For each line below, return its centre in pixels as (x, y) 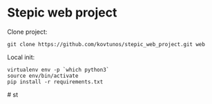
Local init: (21, 57)
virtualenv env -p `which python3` (58, 70)
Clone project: (27, 32)
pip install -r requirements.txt (55, 82)
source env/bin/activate (43, 76)
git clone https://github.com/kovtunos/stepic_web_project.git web (106, 44)
